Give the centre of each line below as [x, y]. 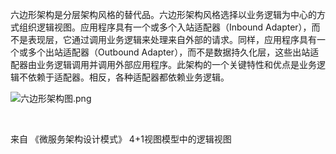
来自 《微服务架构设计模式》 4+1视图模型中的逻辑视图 [121, 139]
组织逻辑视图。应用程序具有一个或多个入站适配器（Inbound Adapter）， [165, 27]
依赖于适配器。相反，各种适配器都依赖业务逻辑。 [128, 77]
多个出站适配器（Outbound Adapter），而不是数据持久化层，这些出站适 [173, 52]
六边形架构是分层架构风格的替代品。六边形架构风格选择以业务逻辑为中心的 [163, 14]
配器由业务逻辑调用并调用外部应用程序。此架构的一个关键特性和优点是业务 [163, 64]
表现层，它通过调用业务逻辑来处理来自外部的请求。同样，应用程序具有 [172, 39]
